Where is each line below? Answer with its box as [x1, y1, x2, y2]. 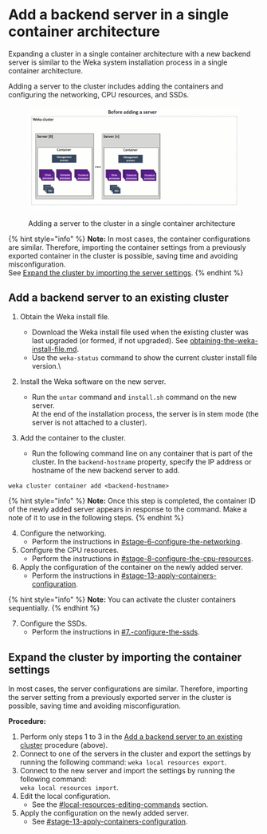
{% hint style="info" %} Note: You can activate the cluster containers [8, 595, 237, 604]
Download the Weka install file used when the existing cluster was [31, 327, 249, 337]
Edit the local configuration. [19, 792, 111, 801]
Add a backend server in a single [8, 6, 230, 24]
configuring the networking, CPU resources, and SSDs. [8, 89, 190, 99]
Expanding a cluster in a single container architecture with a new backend [8, 49, 251, 58]
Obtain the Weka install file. [19, 312, 110, 322]
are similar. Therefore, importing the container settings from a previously [8, 242, 247, 252]
